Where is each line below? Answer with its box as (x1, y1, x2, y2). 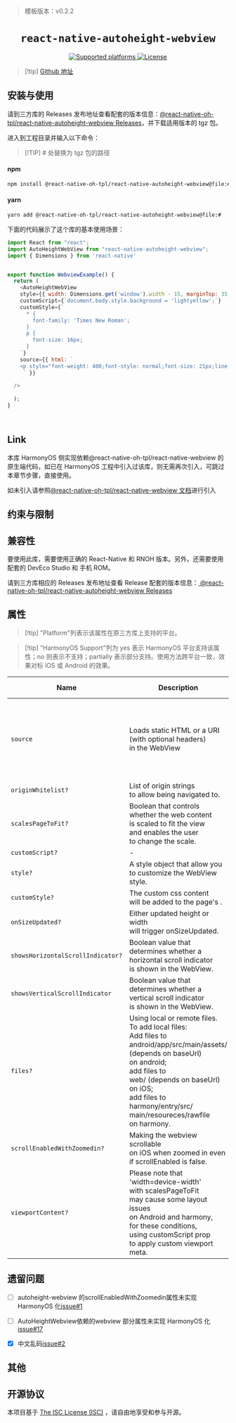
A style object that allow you (129, 859, 223, 869)
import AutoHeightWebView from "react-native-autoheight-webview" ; (7, 246, 209, 253)
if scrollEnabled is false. (129, 1156, 207, 1166)
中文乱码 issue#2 (17, 1339, 65, 1348)
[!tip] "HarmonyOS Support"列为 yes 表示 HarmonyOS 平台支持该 (24, 644, 214, 652)
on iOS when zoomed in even (129, 1148, 226, 1158)
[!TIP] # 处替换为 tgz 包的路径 (24, 148, 110, 157)
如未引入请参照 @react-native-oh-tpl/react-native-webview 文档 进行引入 (7, 486, 216, 494)
